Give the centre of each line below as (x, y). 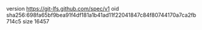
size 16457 (36, 21)
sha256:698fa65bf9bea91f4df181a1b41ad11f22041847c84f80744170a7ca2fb (101, 15)
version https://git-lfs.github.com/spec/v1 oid (63, 9)
